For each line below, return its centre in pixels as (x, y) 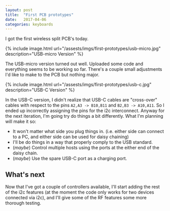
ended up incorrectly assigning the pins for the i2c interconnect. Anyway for (85, 111)
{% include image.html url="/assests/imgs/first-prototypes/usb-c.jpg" (78, 85)
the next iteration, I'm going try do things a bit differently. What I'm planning (84, 116)
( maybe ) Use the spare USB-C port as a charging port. (70, 159)
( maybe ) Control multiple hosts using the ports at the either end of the (86, 148)
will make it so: (21, 122)
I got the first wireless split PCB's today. (47, 39)
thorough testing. (23, 203)
